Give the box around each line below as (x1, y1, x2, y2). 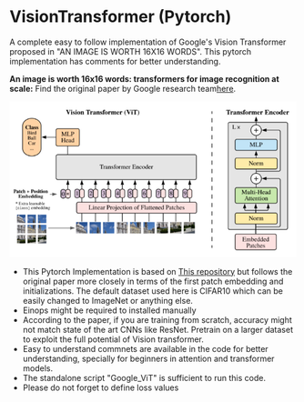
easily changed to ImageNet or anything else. (22, 295, 194, 306)
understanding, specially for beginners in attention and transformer (22, 353, 275, 364)
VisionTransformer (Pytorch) (9, 6, 232, 27)
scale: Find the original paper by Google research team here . (9, 83, 237, 94)
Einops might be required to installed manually (22, 305, 198, 316)
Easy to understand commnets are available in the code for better (22, 343, 269, 354)
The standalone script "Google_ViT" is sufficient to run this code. (22, 372, 267, 383)
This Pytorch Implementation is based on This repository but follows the (22, 266, 293, 276)
